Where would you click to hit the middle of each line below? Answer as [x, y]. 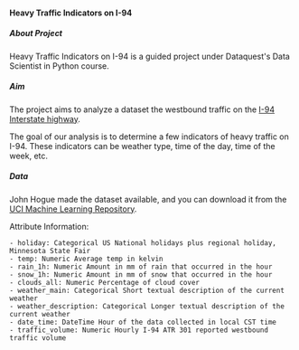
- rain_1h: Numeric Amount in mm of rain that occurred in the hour [141, 267]
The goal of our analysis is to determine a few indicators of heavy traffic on [149, 137]
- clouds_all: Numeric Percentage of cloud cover [105, 282]
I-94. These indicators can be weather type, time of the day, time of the [142, 146]
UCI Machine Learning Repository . [73, 209]
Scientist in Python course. [60, 66]
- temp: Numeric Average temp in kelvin [87, 259]
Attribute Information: [49, 226]
